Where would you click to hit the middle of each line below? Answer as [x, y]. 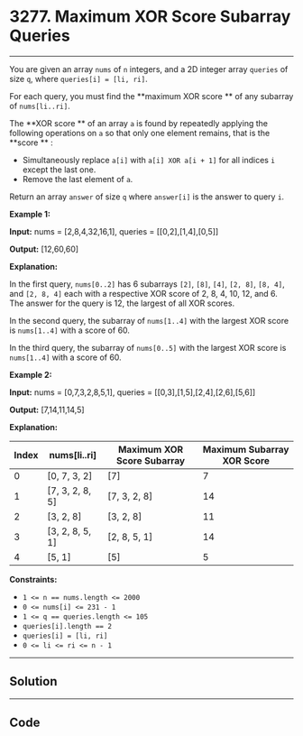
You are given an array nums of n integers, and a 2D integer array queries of [149, 69]
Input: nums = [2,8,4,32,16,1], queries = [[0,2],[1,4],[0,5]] [114, 231]
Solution [33, 681]
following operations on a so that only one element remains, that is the [140, 133]
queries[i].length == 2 [67, 626]
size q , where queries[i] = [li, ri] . [78, 78]
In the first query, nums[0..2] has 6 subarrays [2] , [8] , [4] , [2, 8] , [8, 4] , [147, 284]
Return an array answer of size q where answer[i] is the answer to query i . [147, 197]
